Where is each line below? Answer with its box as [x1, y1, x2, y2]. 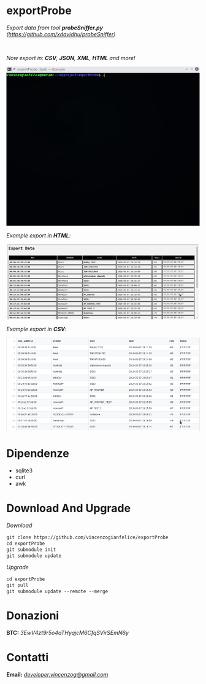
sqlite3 [15, 467, 32, 474]
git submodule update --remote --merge [6, 588, 109, 594]
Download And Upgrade [6, 501, 131, 515]
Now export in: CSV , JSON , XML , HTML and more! [6, 54, 136, 61]
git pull [6, 582, 29, 588]
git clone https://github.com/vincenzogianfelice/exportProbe [6, 534, 169, 540]
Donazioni [6, 609, 59, 623]
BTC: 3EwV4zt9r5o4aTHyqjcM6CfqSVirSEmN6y [6, 629, 129, 636]
